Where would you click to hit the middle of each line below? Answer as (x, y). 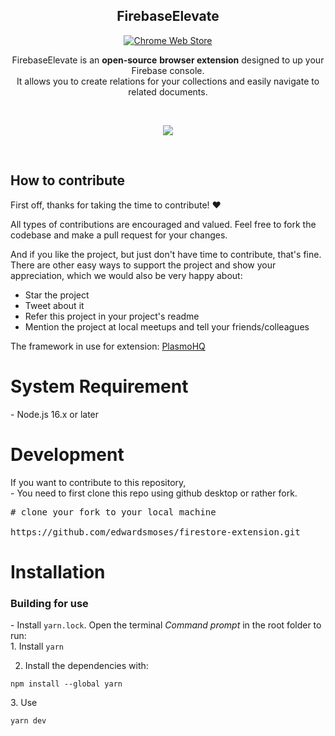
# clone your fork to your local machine (113, 512)
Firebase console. (168, 70)
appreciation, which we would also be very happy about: (126, 275)
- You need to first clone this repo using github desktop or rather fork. (154, 493)
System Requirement (99, 386)
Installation (58, 571)
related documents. (168, 91)
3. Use (24, 702)
